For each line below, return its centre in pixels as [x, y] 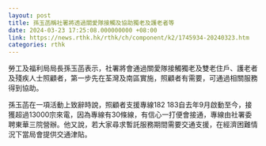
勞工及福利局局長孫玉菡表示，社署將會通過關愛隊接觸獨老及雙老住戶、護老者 [133, 69]
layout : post [30, 15]
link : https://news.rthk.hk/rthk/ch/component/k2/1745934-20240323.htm [129, 37]
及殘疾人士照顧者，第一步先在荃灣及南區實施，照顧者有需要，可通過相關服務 [133, 78]
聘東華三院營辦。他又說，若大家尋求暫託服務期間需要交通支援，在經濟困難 [129, 125]
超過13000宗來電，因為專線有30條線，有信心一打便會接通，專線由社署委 [133, 114]
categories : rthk [37, 45]
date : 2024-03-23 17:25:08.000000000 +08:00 [83, 30]
